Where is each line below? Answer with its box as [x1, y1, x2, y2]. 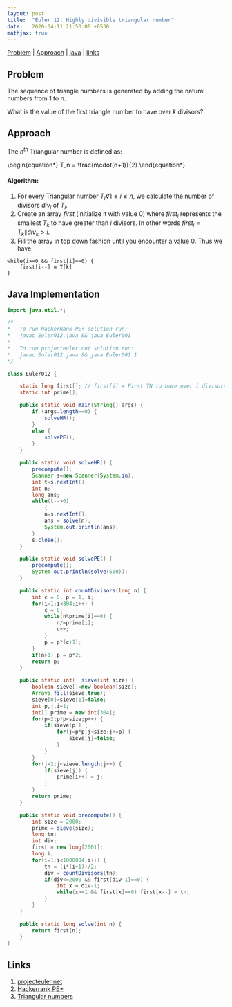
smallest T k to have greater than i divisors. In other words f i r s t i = [17, 219, 201, 228]
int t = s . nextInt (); [32, 478, 88, 485]
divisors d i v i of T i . [17, 201, 68, 211]
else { [32, 427, 51, 435]
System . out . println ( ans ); [43, 523, 119, 530]
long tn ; [32, 831, 57, 838]
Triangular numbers [17, 992, 74, 1001]
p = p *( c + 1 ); [43, 638, 81, 646]
